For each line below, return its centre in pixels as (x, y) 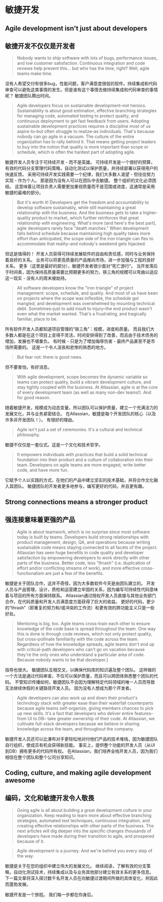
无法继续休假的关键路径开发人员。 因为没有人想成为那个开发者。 (69, 688)
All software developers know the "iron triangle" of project (75, 288)
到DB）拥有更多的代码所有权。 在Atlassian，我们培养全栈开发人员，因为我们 (81, 751)
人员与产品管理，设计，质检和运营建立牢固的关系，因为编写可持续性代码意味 (81, 589)
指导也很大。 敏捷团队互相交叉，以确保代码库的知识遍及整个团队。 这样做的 (81, 670)
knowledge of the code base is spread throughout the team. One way (86, 629)
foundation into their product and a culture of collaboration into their (85, 460)
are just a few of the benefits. (74, 573)
